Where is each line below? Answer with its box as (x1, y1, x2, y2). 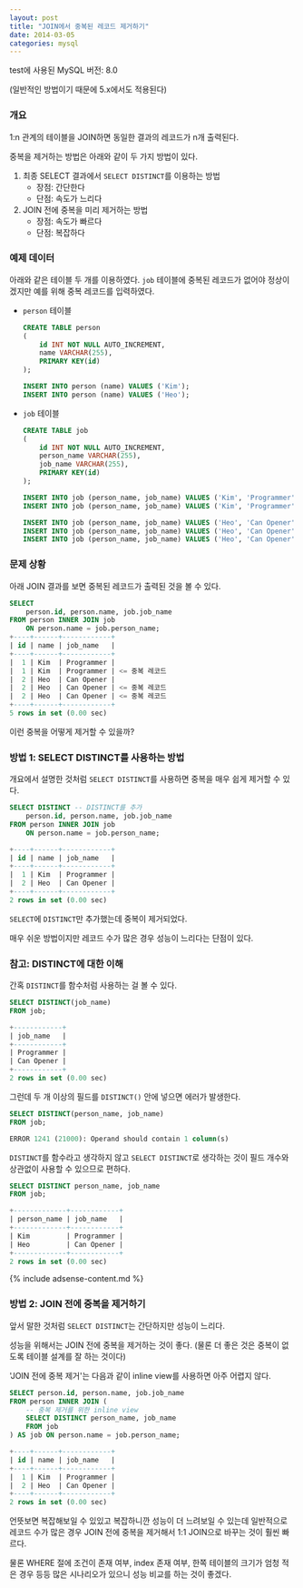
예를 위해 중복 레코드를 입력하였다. (33, 286, 155, 296)
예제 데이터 (9, 252, 55, 265)
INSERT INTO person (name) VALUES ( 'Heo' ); (22, 390, 191, 399)
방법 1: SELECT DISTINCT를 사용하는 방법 (9, 751, 185, 764)
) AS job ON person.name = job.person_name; (9, 1431, 181, 1440)
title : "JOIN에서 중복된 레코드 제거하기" (9, 22, 150, 31)
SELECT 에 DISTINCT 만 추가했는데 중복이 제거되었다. (9, 913, 188, 924)
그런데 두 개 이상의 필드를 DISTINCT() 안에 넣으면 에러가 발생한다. (9, 1090, 241, 1101)
